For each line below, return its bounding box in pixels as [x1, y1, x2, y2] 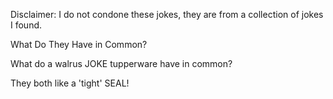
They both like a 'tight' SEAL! [10, 77, 130, 89]
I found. [10, 19, 43, 31]
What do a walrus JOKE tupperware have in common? [10, 58, 233, 69]
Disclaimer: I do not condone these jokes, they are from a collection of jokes [10, 9, 324, 20]
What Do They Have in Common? [10, 39, 148, 50]
